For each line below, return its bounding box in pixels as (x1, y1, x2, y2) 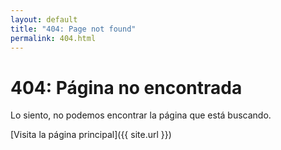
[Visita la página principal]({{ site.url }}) (10, 129, 172, 141)
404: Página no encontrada (10, 76, 243, 99)
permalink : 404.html (10, 33, 97, 43)
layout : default (10, 14, 78, 25)
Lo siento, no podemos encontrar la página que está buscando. (10, 109, 272, 121)
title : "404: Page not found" (10, 24, 137, 34)
